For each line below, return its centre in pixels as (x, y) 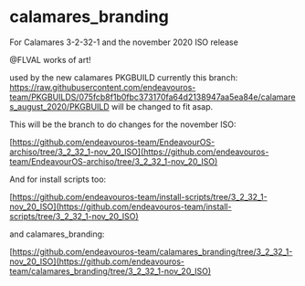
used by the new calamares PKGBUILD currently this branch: (124, 77)
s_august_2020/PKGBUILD (59, 106)
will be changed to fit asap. (162, 106)
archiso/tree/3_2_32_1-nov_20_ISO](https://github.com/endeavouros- (139, 152)
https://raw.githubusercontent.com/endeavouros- (103, 87)
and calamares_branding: (57, 234)
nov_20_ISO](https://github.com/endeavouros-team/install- (121, 207)
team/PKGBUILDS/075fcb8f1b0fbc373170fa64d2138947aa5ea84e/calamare (152, 97)
